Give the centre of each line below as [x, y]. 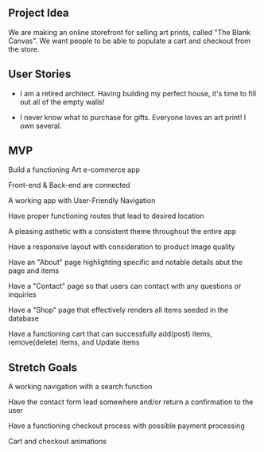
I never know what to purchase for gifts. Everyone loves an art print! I [133, 117]
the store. [24, 49]
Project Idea [39, 13]
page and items [34, 271]
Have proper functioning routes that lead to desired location [106, 216]
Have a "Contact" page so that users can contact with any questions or [125, 286]
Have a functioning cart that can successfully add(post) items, [111, 334]
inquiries [23, 294]
